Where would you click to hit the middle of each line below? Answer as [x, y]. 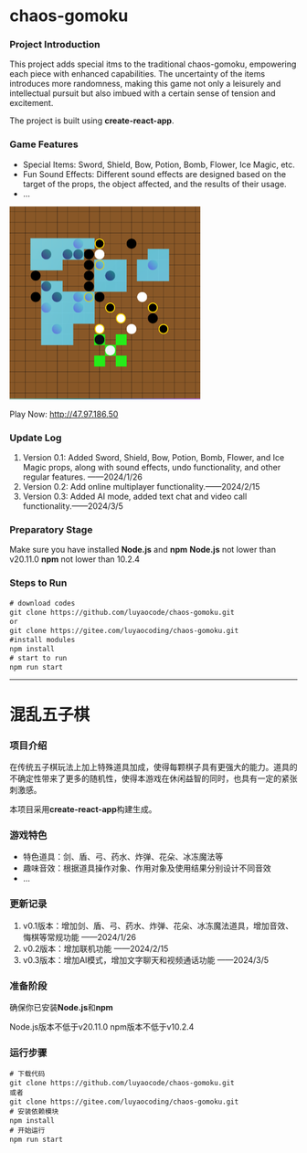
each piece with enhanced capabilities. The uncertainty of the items [138, 74]
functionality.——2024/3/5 [73, 506]
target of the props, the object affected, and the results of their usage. [154, 184]
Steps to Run [38, 583]
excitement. [32, 103]
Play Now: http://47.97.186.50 [64, 414]
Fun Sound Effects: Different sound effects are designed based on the [154, 174]
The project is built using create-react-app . [92, 121]
